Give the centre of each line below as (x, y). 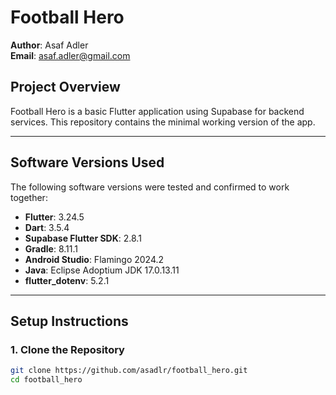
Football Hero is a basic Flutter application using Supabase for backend (157, 111)
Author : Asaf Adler (49, 45)
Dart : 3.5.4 (47, 227)
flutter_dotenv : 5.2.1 (67, 280)
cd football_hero (46, 380)
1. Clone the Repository (67, 349)
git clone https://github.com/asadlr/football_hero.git (129, 371)
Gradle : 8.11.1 (51, 248)
